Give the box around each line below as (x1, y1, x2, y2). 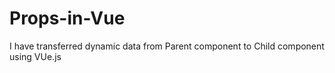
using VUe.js (9, 50, 62, 62)
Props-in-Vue (9, 7, 126, 30)
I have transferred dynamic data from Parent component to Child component (9, 40, 325, 52)
